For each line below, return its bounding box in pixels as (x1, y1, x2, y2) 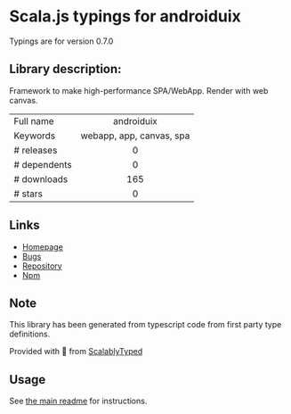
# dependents (13, 158, 73, 170)
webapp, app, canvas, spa (80, 129, 190, 142)
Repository (21, 261, 62, 271)
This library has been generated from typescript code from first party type (9, 319, 282, 330)
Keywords (13, 129, 56, 142)
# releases (13, 144, 58, 156)
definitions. (9, 328, 51, 340)
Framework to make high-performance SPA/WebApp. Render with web (9, 85, 269, 95)
